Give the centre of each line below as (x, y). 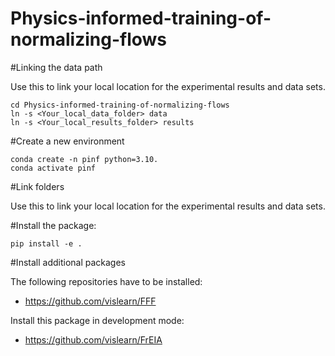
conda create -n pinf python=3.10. (84, 159)
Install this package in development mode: (97, 320)
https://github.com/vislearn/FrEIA (93, 339)
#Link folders (37, 186)
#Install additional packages (68, 262)
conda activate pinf (53, 168)
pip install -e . (46, 243)
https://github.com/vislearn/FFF (90, 301)
